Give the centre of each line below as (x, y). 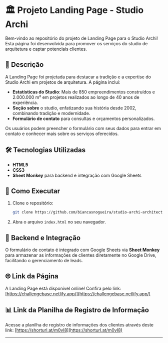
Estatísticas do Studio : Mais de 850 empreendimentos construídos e (83, 92)
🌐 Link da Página (32, 276)
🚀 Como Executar (33, 191)
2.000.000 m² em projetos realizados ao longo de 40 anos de (76, 97)
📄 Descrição (24, 65)
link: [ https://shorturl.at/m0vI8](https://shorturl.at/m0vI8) (64, 330)
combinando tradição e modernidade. (51, 113)
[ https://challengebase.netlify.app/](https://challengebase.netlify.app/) (78, 294)
